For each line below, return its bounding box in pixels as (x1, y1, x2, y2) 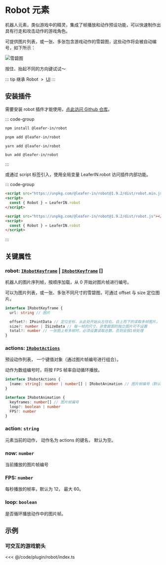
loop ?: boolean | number (9, 404, 61, 409)
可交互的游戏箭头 (5, 542, 46, 549)
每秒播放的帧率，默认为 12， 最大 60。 (5, 486, 84, 492)
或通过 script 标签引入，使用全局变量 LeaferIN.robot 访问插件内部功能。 (5, 172, 151, 178)
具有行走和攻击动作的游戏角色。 (5, 28, 70, 34)
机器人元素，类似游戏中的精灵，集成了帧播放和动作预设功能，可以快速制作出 (5, 22, 161, 28)
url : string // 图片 (9, 310, 50, 315)
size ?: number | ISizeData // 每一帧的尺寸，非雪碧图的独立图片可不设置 (9, 324, 147, 329)
